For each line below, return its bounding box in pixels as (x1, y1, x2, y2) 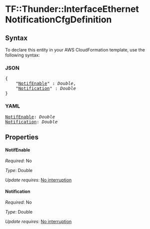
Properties (5, 133, 39, 141)
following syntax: (5, 52, 40, 58)
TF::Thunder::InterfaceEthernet (5, 3, 139, 15)
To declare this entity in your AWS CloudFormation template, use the (5, 47, 145, 53)
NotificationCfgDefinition (5, 14, 112, 25)
